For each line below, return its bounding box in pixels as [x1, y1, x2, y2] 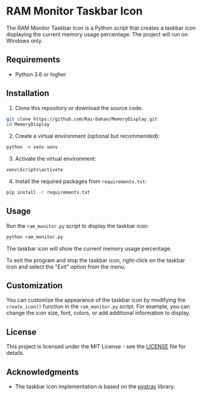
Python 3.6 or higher [14, 71, 66, 78]
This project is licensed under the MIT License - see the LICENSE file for [6, 343, 186, 350]
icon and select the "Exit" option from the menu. [6, 263, 126, 270]
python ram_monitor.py [6, 234, 63, 240]
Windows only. [6, 37, 43, 44]
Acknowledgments [6, 367, 80, 377]
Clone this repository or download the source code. [14, 104, 144, 111]
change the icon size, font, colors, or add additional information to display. [6, 310, 191, 317]
